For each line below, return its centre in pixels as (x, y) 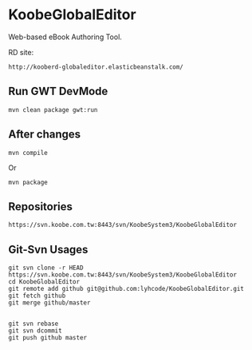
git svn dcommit (35, 331)
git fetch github (37, 296)
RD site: (21, 52)
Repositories (41, 207)
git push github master (48, 338)
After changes (45, 135)
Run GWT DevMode (58, 91)
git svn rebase (33, 324)
